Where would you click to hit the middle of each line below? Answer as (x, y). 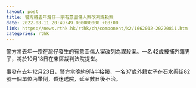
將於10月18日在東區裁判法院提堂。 (58, 59)
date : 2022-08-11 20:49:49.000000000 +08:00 (62, 23)
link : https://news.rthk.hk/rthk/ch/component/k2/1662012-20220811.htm (97, 28)
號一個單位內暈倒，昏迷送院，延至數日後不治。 (63, 79)
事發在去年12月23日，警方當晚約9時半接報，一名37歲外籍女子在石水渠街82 (98, 71)
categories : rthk (28, 34)
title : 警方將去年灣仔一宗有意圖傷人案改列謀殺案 (60, 17)
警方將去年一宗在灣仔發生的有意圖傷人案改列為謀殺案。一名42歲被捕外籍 (96, 52)
